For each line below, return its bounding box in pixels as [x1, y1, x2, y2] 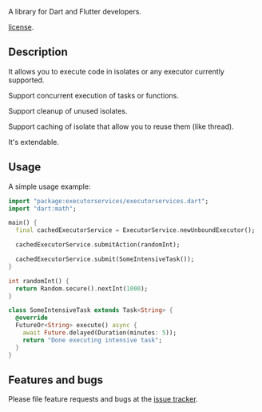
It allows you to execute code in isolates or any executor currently [8, 66, 225, 76]
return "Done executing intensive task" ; [22, 336, 162, 344]
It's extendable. [8, 137, 60, 146]
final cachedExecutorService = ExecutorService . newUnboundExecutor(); [15, 226, 256, 234]
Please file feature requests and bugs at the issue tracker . [8, 394, 198, 404]
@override [15, 314, 48, 322]
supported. [8, 75, 45, 85]
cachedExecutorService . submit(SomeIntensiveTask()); [15, 255, 195, 263]
